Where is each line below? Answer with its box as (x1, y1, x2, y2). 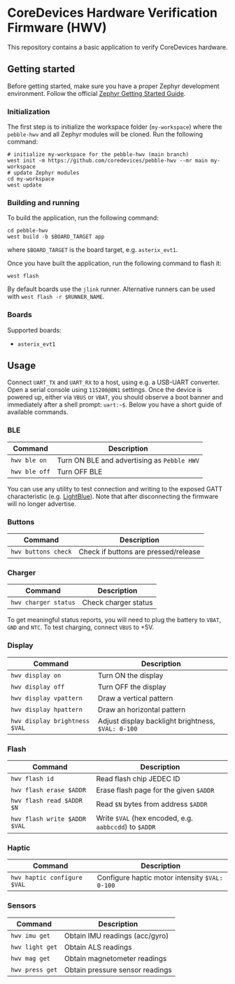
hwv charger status (10, 598, 76, 607)
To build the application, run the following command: (7, 213, 159, 222)
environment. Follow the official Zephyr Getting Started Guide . (7, 89, 186, 97)
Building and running (7, 197, 80, 207)
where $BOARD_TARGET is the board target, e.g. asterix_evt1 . (7, 246, 178, 254)
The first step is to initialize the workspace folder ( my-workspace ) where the (7, 122, 222, 131)
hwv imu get (10, 932, 51, 939)
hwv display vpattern (10, 694, 83, 702)
